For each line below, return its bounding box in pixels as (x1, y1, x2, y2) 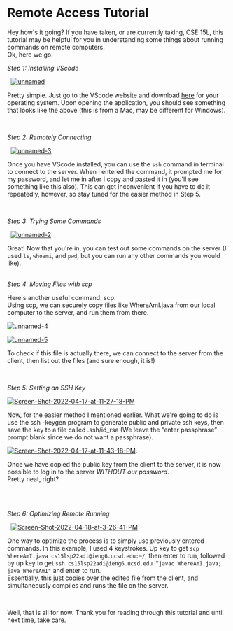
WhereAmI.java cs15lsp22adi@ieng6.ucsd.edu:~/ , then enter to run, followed (7, 551, 225, 560)
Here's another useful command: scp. (7, 293, 117, 302)
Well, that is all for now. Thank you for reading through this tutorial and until (7, 608, 224, 616)
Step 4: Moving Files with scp (7, 280, 92, 288)
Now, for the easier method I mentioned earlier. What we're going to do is (7, 411, 219, 419)
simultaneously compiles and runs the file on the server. (7, 581, 169, 589)
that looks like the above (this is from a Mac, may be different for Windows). (7, 106, 226, 114)
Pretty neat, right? (7, 474, 59, 483)
